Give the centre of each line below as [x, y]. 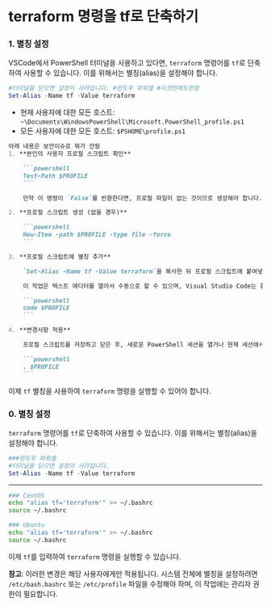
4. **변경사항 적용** [40, 330]
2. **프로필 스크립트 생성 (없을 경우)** [68, 213]
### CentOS [27, 495]
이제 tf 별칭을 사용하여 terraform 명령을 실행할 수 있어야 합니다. [110, 391]
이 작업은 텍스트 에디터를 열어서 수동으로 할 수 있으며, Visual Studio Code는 [140, 286]
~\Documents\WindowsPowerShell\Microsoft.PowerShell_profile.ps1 [132, 122]
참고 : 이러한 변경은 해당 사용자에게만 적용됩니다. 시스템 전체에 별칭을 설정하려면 [133, 574]
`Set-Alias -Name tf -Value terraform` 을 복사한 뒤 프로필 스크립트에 [133, 271]
